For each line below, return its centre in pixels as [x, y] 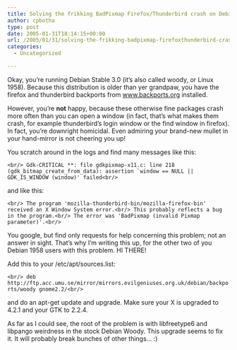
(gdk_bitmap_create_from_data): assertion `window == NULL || [101, 171]
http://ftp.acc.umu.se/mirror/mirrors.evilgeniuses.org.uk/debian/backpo [118, 283]
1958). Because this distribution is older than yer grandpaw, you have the [113, 87]
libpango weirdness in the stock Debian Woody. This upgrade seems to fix [115, 331]
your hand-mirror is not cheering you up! [66, 138]
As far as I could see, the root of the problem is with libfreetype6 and [108, 323]
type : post [23, 27]
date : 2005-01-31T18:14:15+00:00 [56, 34]
